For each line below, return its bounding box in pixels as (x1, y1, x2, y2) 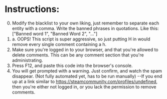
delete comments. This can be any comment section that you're (12, 51, 144, 58)
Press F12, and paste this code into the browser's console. (12, 62, 133, 68)
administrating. (12, 57, 43, 63)
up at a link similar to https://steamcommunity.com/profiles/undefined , (12, 78, 158, 84)
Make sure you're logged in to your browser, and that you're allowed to (12, 46, 158, 52)
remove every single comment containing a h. (12, 41, 107, 47)
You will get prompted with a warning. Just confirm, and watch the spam (12, 67, 162, 73)
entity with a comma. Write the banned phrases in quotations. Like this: (12, 25, 159, 31)
